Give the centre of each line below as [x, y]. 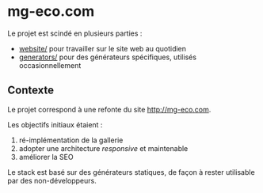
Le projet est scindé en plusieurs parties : [75, 33]
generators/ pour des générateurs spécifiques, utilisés [108, 57]
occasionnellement [50, 65]
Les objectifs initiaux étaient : [55, 124]
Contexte [31, 91]
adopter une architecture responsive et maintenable [103, 148]
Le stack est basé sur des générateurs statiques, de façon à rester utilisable [131, 172]
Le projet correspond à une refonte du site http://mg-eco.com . [109, 109]
